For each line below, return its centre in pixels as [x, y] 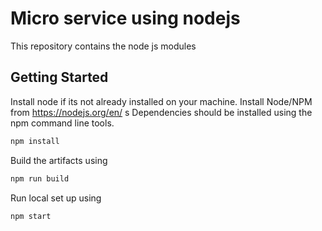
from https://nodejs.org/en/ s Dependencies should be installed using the [161, 112]
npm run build [40, 178]
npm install [35, 141]
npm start [31, 216]
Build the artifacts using [59, 160]
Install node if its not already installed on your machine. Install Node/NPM [161, 101]
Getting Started [59, 77]
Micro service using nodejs [125, 18]
